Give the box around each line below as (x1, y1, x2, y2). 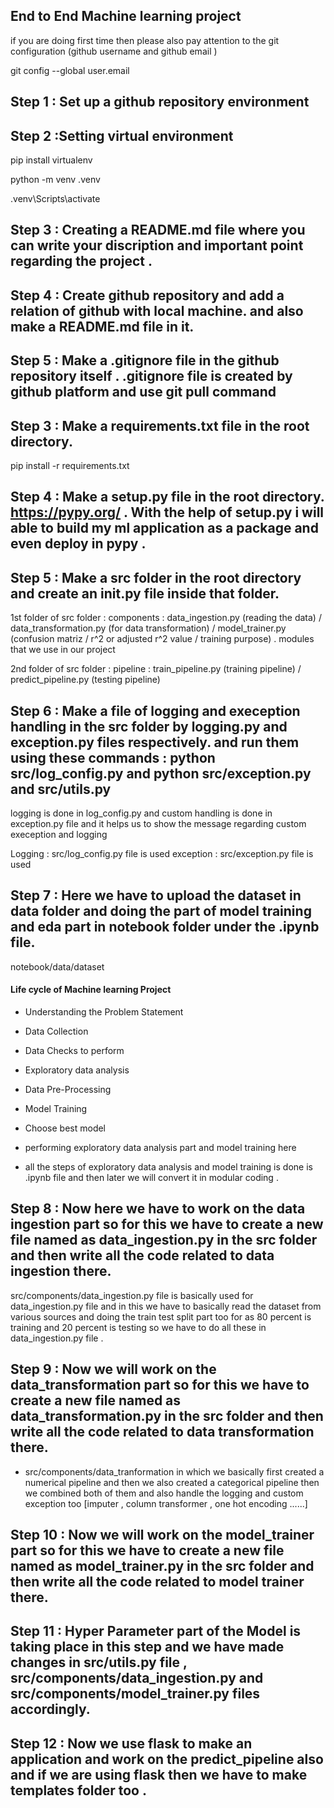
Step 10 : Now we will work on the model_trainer (10, 1527, 315, 1544)
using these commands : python (10, 749, 216, 766)
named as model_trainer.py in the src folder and (10, 1558, 315, 1575)
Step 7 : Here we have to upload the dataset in (10, 887, 302, 904)
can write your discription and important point (10, 237, 304, 254)
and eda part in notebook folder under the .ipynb (10, 919, 320, 936)
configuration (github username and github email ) (10, 45, 218, 57)
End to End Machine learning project (10, 8, 242, 25)
